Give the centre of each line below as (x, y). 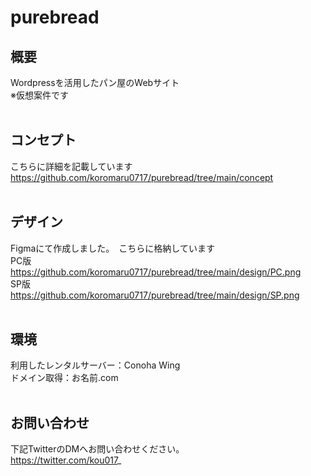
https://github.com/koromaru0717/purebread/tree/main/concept (142, 177)
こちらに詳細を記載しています (71, 166)
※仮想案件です (39, 95)
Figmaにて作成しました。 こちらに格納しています (112, 248)
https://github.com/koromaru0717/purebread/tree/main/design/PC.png (156, 272)
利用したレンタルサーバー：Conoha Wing (95, 365)
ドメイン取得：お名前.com (64, 378)
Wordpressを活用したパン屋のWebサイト (95, 82)
